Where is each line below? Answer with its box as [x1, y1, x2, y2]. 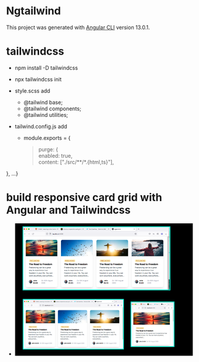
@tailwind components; [23, 105, 82, 112]
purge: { [38, 145, 58, 153]
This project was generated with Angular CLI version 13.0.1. [6, 24, 150, 31]
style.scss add [14, 87, 50, 94]
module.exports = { [23, 134, 71, 141]
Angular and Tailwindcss [6, 204, 131, 217]
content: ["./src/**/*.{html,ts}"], [38, 158, 114, 166]
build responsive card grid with [6, 191, 162, 204]
